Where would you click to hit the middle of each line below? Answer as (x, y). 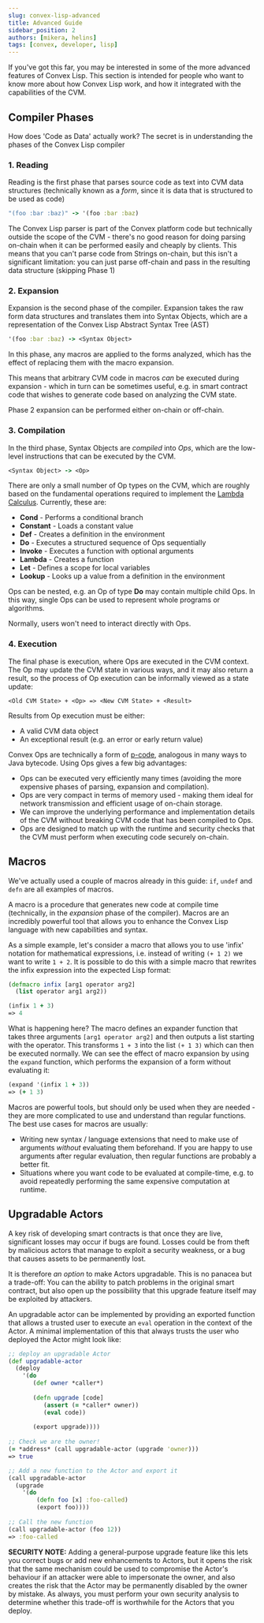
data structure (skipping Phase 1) (62, 271)
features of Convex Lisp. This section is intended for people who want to (126, 76)
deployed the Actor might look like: (65, 1339)
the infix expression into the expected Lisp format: (90, 970)
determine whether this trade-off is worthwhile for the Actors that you (121, 1602)
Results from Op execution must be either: (77, 716)
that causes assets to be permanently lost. (77, 1258)
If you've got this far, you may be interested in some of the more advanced (129, 67)
